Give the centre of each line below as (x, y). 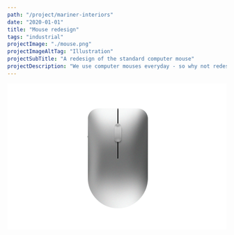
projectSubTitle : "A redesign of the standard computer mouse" (101, 59)
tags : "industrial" (36, 37)
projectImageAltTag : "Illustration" (60, 52)
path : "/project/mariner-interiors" (60, 15)
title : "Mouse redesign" (43, 29)
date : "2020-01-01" (36, 22)
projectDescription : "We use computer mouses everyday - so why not (109, 66)
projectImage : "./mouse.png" (49, 44)
